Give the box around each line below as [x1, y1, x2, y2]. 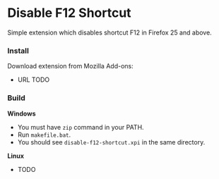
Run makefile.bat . [17, 130, 71, 139]
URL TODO [17, 75, 50, 84]
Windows [7, 109, 36, 118]
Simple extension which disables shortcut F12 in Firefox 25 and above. [7, 28, 212, 37]
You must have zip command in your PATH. [17, 123, 144, 131]
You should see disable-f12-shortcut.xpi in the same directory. [17, 137, 206, 146]
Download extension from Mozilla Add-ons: [7, 62, 134, 70]
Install [7, 46, 30, 56]
